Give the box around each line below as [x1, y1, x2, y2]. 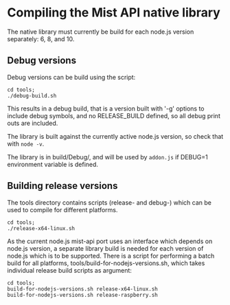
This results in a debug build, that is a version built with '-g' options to [7, 104, 205, 113]
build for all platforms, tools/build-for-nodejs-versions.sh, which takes [7, 259, 205, 267]
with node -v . [7, 139, 45, 148]
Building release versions [7, 180, 118, 192]
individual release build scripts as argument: [7, 266, 133, 274]
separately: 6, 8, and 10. [7, 34, 75, 43]
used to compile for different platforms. [7, 205, 118, 214]
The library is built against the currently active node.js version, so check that [7, 132, 224, 140]
